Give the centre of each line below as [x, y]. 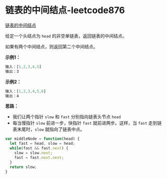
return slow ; [23, 167]
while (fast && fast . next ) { [39, 148]
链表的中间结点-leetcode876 [65, 10]
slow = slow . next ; [33, 153]
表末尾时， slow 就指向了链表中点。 [49, 129]
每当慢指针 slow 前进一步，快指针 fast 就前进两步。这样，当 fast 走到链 [87, 123]
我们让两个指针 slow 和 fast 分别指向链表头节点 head [67, 117]
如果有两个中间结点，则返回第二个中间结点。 [52, 46]
